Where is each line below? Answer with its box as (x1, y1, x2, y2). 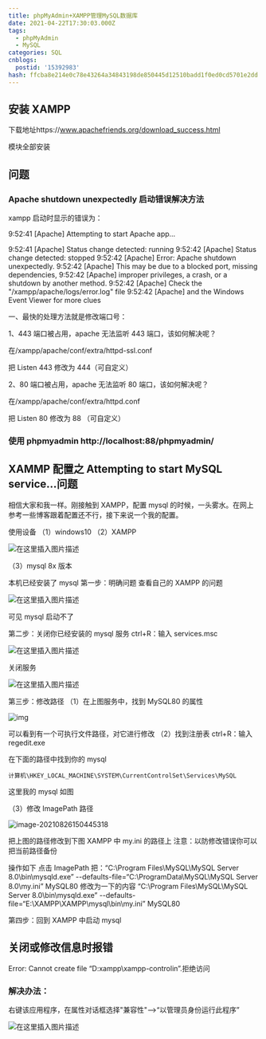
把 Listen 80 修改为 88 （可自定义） (8, 414, 126, 423)
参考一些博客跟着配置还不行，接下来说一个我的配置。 (8, 510, 183, 519)
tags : (8, 26, 26, 34)
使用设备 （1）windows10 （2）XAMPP (8, 527, 137, 537)
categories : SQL (8, 49, 62, 57)
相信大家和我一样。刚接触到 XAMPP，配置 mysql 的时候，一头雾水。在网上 (8, 500, 254, 510)
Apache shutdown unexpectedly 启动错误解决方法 (8, 193, 205, 204)
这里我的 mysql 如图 (8, 786, 74, 796)
